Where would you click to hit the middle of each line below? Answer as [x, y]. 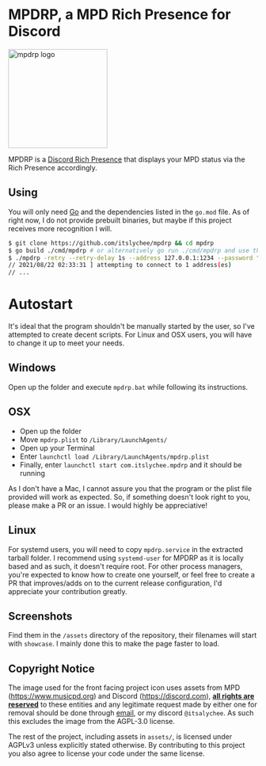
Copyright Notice [51, 668]
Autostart [41, 305]
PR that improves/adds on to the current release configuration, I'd [115, 583]
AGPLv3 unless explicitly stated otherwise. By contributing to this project [127, 745]
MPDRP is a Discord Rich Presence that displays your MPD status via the [127, 159]
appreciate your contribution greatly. [68, 591]
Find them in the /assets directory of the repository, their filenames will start [133, 635]
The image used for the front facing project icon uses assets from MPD [124, 688]
